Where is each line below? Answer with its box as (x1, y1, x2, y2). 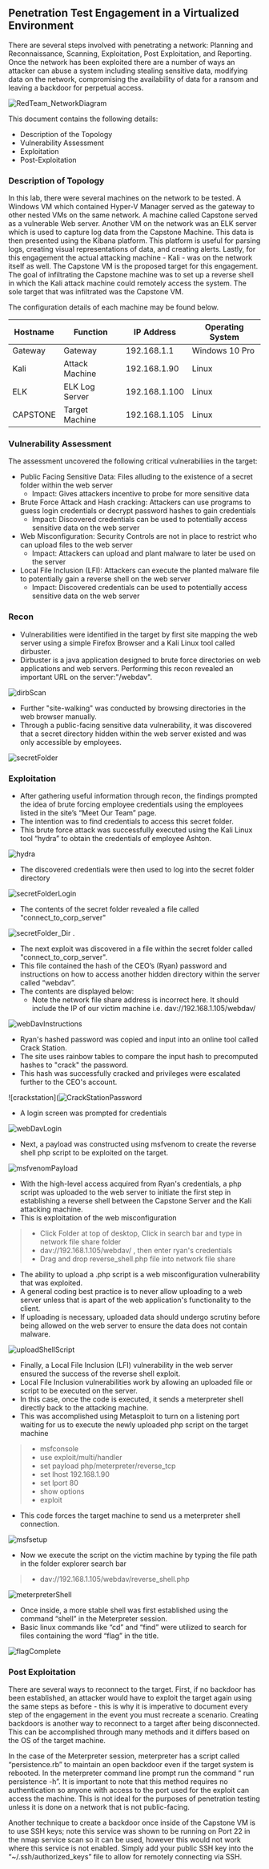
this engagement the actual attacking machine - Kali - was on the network (8, 253, 253, 263)
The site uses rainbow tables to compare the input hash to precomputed (19, 1052, 259, 1061)
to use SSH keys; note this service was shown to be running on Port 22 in (8, 1827, 251, 1836)
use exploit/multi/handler (39, 1453, 122, 1462)
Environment (8, 19, 74, 33)
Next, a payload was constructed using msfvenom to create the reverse (19, 1139, 257, 1149)
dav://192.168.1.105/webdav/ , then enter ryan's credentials (39, 1246, 232, 1255)
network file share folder (39, 1237, 122, 1246)
